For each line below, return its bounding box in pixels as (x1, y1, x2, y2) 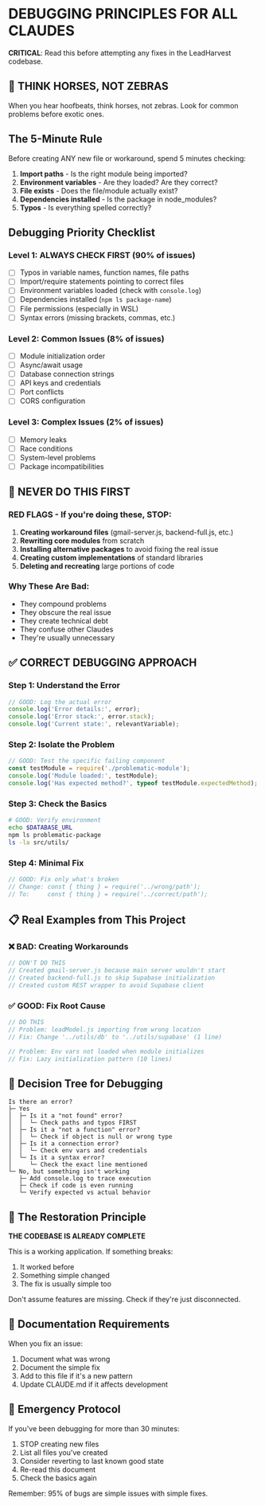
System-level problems (19, 452, 96, 462)
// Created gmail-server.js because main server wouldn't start (8, 967, 226, 975)
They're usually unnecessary (19, 632, 115, 642)
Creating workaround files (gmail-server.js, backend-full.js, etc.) (19, 527, 234, 537)
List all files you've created (19, 1447, 108, 1457)
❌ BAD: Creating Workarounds (8, 941, 129, 952)
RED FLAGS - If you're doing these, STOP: (8, 509, 172, 520)
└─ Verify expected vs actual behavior (18, 1188, 151, 1197)
